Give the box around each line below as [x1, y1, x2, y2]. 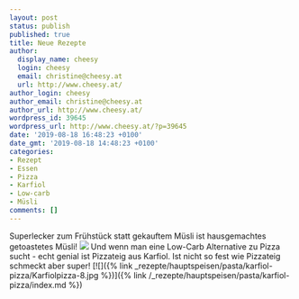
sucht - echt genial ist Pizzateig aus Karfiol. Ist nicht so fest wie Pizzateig [9, 250, 281, 261]
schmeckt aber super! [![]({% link [9, 260, 133, 271]
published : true [9, 30, 70, 39]
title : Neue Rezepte [9, 38, 87, 48]
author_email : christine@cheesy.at [9, 96, 143, 106]
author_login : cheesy [9, 88, 91, 97]
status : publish [9, 22, 70, 31]
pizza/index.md [9, 279, 67, 290]
